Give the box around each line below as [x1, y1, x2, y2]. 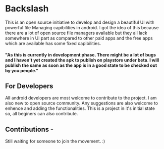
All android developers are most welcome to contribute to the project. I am [5, 95, 157, 101]
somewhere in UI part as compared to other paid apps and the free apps [5, 35, 153, 41]
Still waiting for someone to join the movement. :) [5, 138, 106, 144]
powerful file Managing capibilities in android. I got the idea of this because [5, 24, 159, 30]
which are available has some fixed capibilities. [5, 40, 101, 46]
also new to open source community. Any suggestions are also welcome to [5, 100, 159, 106]
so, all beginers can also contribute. [5, 111, 78, 117]
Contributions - [5, 125, 54, 134]
